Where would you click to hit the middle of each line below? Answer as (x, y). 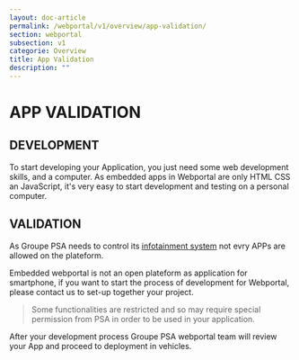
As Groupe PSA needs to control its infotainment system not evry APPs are (147, 246)
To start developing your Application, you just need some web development (149, 166)
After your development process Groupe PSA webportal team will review (143, 336)
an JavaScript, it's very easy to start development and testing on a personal (149, 186)
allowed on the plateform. (57, 255)
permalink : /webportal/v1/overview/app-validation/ (108, 26)
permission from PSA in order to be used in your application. (143, 319)
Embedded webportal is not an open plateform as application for (129, 273)
